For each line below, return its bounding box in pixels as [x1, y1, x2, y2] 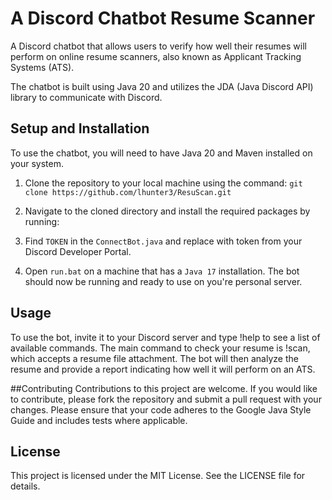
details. [10, 480, 41, 492]
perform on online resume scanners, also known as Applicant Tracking [10, 50, 302, 62]
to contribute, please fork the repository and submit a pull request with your [10, 393, 322, 405]
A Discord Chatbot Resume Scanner [10, 7, 316, 30]
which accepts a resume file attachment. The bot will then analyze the [10, 352, 299, 364]
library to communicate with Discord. [10, 91, 163, 103]
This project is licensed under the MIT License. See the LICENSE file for [10, 470, 306, 482]
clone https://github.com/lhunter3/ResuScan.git [24, 187, 232, 197]
